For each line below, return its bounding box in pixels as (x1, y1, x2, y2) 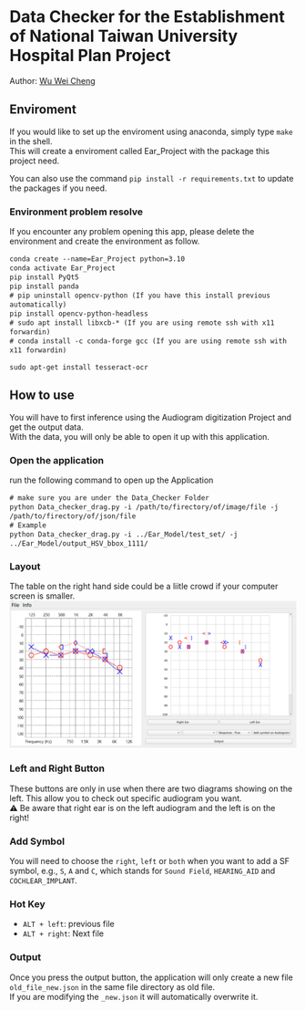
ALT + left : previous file (22, 919, 116, 930)
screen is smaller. (9, 590, 76, 601)
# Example (9, 521, 47, 530)
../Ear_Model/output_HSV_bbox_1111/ (9, 539, 148, 548)
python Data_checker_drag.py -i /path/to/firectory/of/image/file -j (9, 503, 280, 512)
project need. (9, 155, 60, 166)
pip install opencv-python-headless (9, 309, 148, 318)
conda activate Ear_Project (9, 264, 117, 273)
